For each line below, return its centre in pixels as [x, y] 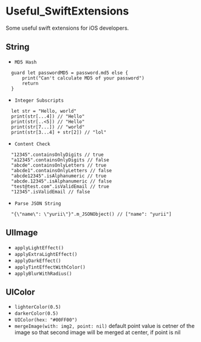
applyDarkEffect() [38, 261]
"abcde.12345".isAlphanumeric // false [62, 181]
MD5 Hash [26, 62]
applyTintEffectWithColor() [50, 267]
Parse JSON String [38, 203]
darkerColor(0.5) [36, 313]
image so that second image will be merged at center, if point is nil [97, 332]
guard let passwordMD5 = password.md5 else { [70, 73]
